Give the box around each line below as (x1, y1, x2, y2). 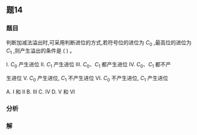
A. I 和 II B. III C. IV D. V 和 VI (6, 88, 75, 95)
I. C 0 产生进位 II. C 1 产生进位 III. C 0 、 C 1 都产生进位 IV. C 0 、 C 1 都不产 (6, 61, 171, 69)
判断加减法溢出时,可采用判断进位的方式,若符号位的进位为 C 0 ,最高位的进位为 (6, 38, 192, 47)
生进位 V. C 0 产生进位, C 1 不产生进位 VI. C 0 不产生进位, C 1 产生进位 (6, 75, 169, 83)
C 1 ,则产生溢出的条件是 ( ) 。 (6, 47, 75, 56)
